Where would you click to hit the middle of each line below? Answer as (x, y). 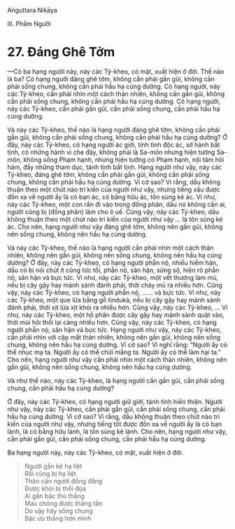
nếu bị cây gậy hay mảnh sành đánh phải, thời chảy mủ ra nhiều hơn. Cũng (115, 285)
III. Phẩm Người (29, 24)
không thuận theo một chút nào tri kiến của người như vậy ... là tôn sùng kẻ (115, 219)
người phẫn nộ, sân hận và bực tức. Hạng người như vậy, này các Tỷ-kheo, (114, 330)
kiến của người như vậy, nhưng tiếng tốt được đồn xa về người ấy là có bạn (115, 424)
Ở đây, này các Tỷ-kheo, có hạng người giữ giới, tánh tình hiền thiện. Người (115, 401)
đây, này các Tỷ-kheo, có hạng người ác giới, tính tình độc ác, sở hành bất (114, 145)
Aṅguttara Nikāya (32, 10)
